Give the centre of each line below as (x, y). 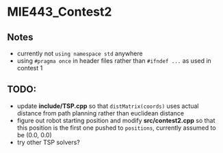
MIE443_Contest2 (60, 12)
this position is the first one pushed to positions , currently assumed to (117, 128)
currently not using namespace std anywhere (80, 53)
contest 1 (30, 68)
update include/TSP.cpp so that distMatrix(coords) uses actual (108, 106)
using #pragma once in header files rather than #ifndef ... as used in (114, 61)
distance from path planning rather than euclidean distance (101, 113)
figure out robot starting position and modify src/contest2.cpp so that (116, 120)
